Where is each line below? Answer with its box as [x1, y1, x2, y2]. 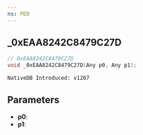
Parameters [7, 93, 60, 106]
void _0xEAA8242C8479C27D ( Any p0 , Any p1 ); [7, 61, 137, 69]
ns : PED [7, 10, 30, 18]
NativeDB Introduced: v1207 [7, 75, 90, 82]
